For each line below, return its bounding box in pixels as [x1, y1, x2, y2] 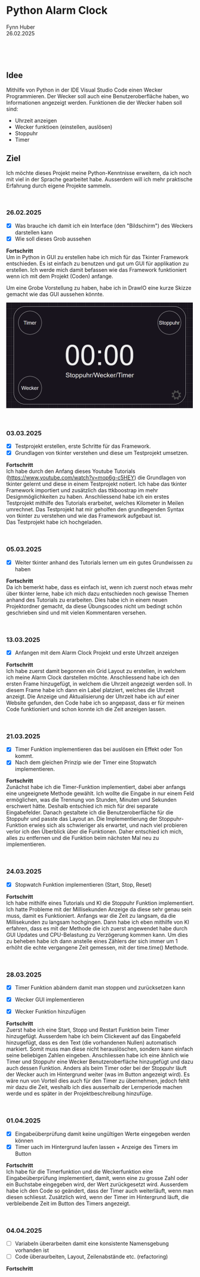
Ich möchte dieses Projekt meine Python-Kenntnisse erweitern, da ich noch [6, 169, 192, 177]
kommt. [14, 753, 34, 760]
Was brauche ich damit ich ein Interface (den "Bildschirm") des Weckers [14, 222, 193, 229]
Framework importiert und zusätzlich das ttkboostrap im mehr [6, 487, 158, 494]
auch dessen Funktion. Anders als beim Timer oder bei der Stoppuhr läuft [6, 1064, 187, 1072]
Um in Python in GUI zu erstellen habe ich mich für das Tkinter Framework [6, 253, 189, 260]
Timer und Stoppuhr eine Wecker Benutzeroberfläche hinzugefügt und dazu [6, 1058, 194, 1066]
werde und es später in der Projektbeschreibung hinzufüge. [6, 1090, 153, 1097]
